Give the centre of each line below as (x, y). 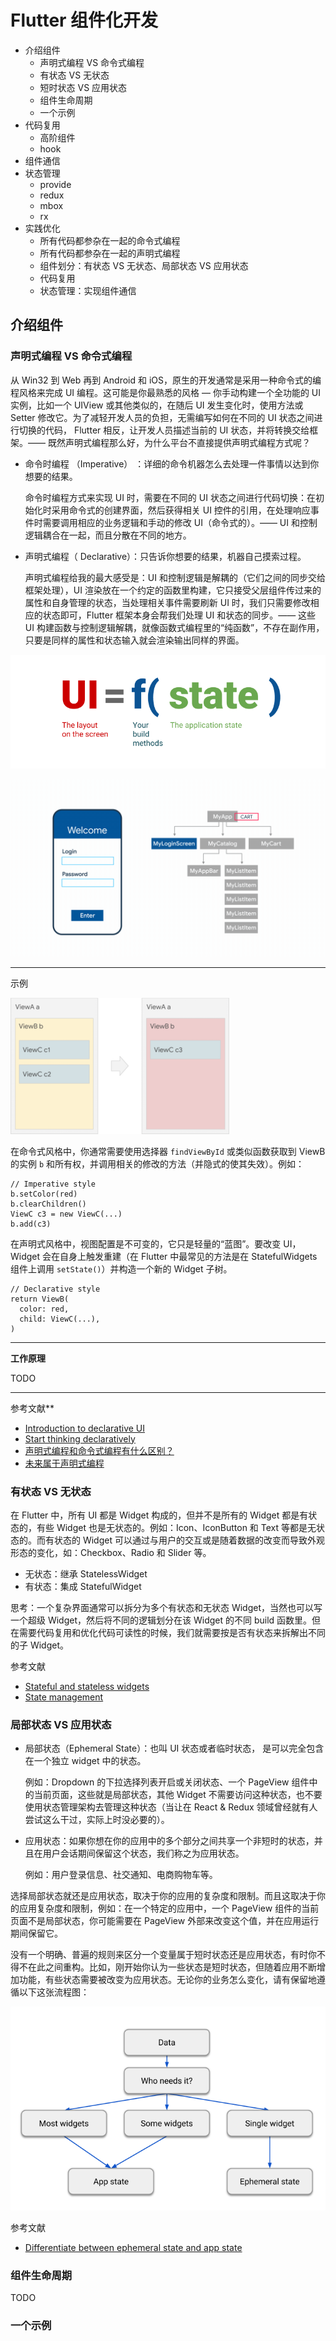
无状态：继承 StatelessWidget (86, 1573)
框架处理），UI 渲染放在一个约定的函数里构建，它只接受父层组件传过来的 (173, 590)
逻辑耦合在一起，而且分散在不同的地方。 (108, 535)
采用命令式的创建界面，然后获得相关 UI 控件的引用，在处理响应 (181, 510)
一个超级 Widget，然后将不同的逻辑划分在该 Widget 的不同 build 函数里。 (161, 1620)
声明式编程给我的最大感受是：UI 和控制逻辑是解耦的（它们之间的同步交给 (175, 577)
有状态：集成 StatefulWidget (83, 1586)
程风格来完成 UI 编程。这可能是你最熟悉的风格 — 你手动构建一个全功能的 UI (166, 392)
